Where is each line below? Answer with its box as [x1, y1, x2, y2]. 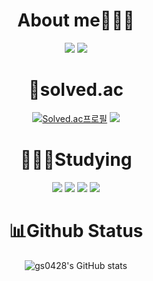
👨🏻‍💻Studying [19, 149, 133, 171]
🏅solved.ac [28, 79, 124, 101]
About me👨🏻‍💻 [17, 9, 135, 32]
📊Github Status [8, 220, 144, 242]
